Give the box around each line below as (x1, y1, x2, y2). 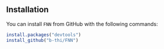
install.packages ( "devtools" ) (6, 32, 82, 38)
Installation (6, 5, 49, 15)
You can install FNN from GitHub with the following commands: (6, 20, 158, 27)
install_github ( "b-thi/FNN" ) (6, 37, 79, 43)
